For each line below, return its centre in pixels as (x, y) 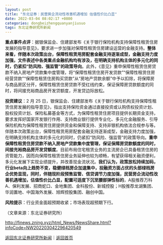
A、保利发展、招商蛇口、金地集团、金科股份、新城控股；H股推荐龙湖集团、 (81, 186)
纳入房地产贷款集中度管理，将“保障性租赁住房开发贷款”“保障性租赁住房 (84, 72)
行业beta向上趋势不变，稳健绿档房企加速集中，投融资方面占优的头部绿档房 (80, 168)
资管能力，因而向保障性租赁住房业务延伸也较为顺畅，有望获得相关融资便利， (81, 156)
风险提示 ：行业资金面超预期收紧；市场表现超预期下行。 (60, 203)
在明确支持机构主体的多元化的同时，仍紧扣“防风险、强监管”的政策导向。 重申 (81, 138)
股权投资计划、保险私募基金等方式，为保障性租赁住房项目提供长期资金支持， (81, 113)
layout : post (18, 9)
